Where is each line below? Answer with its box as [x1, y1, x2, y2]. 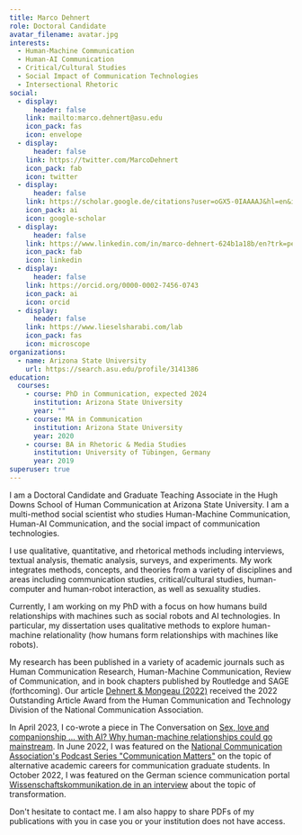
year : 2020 [32, 431, 75, 441]
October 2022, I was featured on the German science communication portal [9, 769, 290, 780]
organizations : [9, 347, 67, 356]
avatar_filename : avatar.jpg [9, 30, 119, 39]
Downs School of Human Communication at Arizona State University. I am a [9, 498, 289, 509]
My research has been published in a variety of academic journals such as [9, 656, 285, 667]
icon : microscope [25, 339, 91, 348]
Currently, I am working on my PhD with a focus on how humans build [9, 600, 268, 612]
